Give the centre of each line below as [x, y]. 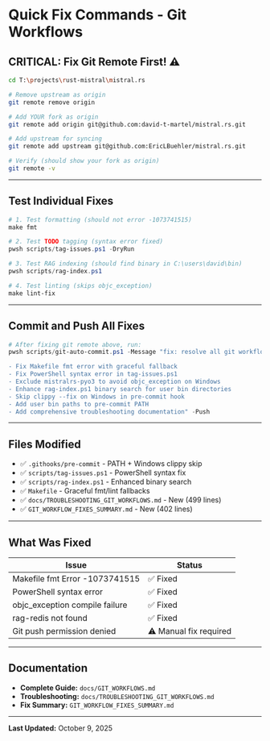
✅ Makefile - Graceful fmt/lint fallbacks [85, 491]
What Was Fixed [50, 542]
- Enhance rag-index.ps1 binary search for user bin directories [120, 389]
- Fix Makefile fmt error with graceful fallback [93, 367]
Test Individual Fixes [61, 201]
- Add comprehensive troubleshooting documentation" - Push [109, 412]
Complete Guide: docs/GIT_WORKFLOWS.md [88, 688]
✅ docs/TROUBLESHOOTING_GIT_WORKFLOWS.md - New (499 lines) [121, 500]
